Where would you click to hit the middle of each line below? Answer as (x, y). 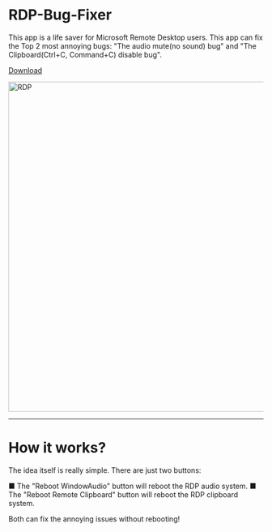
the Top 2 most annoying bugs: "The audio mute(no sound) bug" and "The (132, 45)
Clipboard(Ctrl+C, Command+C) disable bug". (85, 54)
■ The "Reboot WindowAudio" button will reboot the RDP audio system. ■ (132, 486)
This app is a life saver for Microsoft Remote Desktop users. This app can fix (136, 37)
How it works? (57, 448)
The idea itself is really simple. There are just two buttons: (105, 470)
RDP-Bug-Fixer (60, 15)
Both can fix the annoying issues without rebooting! (94, 519)
